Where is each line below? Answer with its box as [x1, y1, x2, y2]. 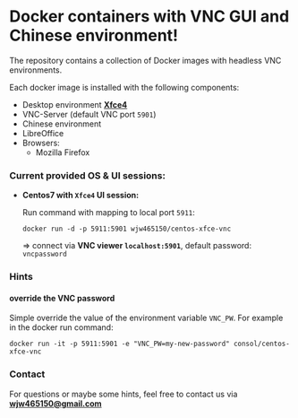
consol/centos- [233, 339, 291, 349]
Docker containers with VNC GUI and [9, 6, 290, 27]
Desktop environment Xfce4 [21, 99, 128, 109]
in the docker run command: [9, 322, 114, 333]
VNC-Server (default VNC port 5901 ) [21, 109, 157, 119]
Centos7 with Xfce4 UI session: [21, 190, 140, 201]
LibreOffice [21, 127, 64, 138]
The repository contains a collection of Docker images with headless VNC [9, 55, 282, 65]
